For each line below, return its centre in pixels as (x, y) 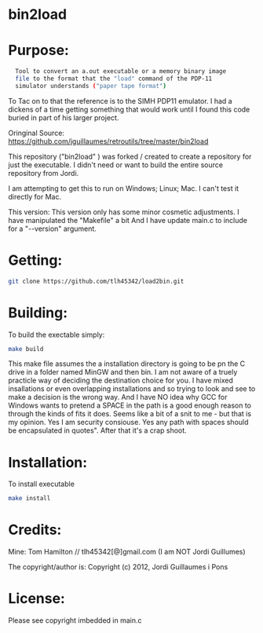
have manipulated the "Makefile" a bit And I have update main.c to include (128, 220)
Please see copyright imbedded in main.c (75, 620)
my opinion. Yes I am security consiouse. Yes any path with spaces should (128, 423)
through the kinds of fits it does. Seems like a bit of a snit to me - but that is (130, 414)
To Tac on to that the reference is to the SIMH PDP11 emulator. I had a (121, 101)
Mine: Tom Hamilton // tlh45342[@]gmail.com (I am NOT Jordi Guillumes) (127, 552)
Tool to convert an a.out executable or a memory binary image (121, 71)
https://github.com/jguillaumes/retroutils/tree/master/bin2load (108, 141)
